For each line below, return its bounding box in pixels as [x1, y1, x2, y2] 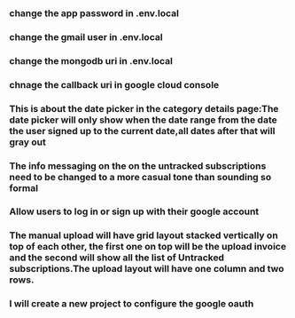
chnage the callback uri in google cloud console [9, 78, 220, 91]
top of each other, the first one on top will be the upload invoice [9, 241, 286, 253]
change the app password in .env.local [9, 7, 180, 20]
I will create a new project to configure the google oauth [9, 298, 254, 310]
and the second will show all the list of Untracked [9, 251, 224, 264]
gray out [9, 136, 46, 148]
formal [9, 181, 38, 194]
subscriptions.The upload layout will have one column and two [9, 263, 285, 275]
